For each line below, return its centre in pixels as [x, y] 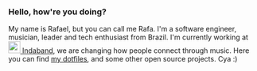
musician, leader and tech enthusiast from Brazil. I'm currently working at [128, 37]
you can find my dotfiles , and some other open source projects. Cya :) [123, 59]
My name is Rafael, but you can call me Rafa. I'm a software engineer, [123, 29]
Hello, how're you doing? [58, 12]
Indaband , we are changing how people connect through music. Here [136, 50]
